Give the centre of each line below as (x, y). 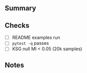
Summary (20, 8)
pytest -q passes (30, 43)
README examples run (36, 38)
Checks (17, 25)
